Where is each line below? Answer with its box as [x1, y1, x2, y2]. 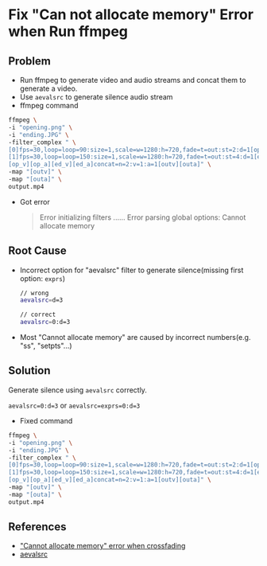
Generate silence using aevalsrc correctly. [8, 384, 147, 395]
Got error [19, 197, 50, 206]
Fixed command [19, 416, 73, 425]
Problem [8, 54, 52, 68]
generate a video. [19, 84, 78, 93]
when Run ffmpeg [8, 22, 129, 41]
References [8, 520, 67, 534]
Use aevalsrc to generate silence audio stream [19, 92, 173, 101]
